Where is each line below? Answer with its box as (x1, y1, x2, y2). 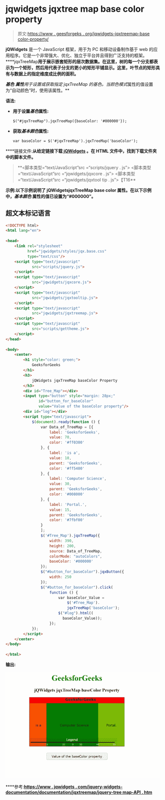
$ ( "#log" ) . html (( (58, 611, 94, 616)
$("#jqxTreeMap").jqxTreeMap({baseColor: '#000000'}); (12, 119, 127, 124)
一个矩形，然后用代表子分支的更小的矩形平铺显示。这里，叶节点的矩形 (14, 65, 156, 71)
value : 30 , (49, 481, 71, 486)
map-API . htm (122, 789, 152, 795)
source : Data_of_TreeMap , (49, 549, 102, 553)
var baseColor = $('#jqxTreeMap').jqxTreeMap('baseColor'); (12, 138, 138, 143)
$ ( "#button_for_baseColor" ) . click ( (40, 585, 113, 590)
